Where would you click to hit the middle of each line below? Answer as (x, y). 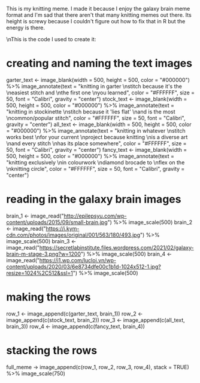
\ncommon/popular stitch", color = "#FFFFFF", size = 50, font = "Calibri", (96, 118)
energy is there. (25, 27)
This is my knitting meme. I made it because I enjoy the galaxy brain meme (98, 9)
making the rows (49, 297)
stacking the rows (52, 350)
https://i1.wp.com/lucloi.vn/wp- (78, 260)
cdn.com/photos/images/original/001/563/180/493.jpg (73, 235)
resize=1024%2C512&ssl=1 (40, 273)
